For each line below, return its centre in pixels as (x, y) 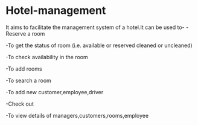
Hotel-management (56, 11)
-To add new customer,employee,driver (55, 92)
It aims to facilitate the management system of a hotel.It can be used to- (95, 27)
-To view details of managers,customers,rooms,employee (77, 115)
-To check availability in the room (47, 57)
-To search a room (29, 80)
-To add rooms (24, 69)
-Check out (20, 104)
